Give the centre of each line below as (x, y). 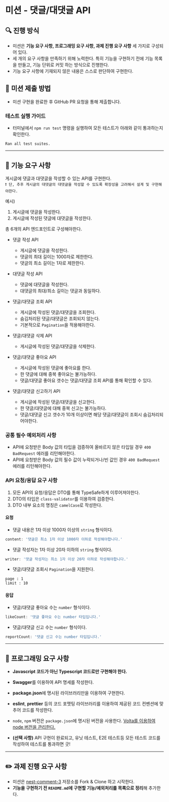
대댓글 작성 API (27, 274)
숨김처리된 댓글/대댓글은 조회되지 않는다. (60, 318)
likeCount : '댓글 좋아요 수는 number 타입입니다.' (53, 617)
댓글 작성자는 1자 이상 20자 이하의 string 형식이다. (62, 549)
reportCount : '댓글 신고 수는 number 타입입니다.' (54, 637)
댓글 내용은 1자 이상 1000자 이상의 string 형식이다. (63, 530)
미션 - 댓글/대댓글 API (48, 10)
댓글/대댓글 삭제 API (32, 335)
